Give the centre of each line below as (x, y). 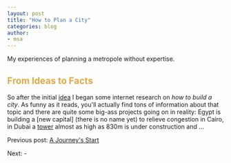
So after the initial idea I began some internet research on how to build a (110, 97)
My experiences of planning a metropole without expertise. (91, 59)
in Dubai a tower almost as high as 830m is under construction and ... (106, 126)
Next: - (17, 153)
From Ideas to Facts (50, 80)
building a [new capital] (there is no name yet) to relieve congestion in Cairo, (115, 119)
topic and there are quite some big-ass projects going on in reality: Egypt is (114, 112)
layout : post (26, 13)
